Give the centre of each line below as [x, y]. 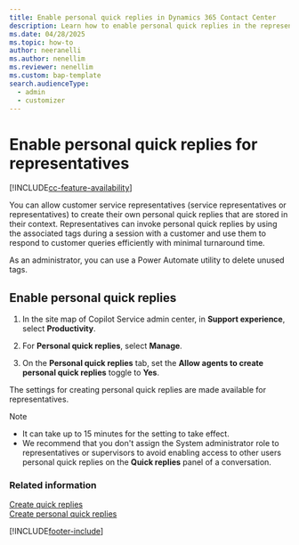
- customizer [41, 100]
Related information [53, 485]
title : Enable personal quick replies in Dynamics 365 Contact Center [143, 17]
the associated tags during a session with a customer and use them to [138, 233]
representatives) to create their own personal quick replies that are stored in [149, 215]
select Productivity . [59, 329]
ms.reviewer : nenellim [51, 68]
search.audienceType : [49, 84]
